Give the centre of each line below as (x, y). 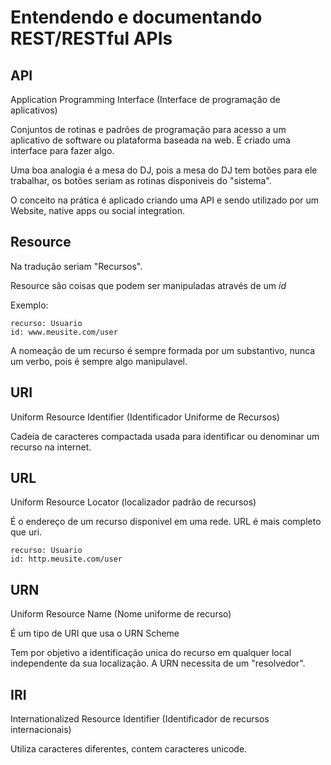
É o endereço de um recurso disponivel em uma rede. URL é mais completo (166, 522)
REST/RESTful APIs (91, 38)
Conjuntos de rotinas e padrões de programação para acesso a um (148, 129)
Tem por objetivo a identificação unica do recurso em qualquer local (151, 653)
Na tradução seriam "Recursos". (76, 266)
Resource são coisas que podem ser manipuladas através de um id (148, 285)
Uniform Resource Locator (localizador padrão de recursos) (133, 502)
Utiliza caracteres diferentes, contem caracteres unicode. (129, 749)
